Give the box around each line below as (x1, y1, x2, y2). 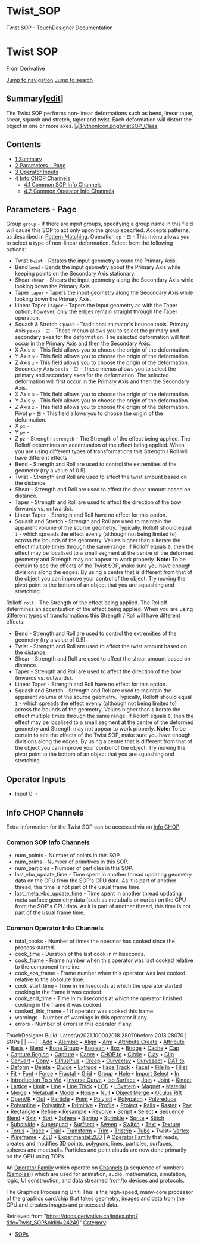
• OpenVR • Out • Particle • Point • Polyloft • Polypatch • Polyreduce (6, 1095, 177, 1102)
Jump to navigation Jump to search (6, 76, 93, 83)
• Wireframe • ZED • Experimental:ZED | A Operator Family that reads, (6, 1133, 179, 1140)
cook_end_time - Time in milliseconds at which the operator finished (14, 994, 183, 1002)
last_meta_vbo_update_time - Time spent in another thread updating (14, 890, 182, 897)
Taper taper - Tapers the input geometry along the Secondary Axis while (14, 289, 193, 297)
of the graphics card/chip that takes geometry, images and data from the (6, 1195, 185, 1202)
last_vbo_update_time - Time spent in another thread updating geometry (14, 871, 192, 878)
